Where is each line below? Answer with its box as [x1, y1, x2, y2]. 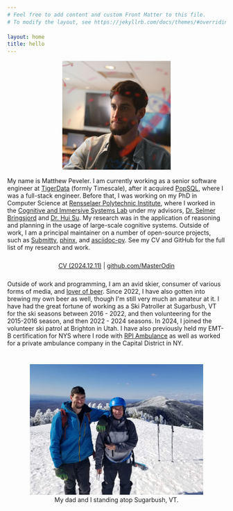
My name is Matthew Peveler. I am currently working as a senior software [7, 177, 217, 185]
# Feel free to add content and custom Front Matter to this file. [7, 11, 207, 18]
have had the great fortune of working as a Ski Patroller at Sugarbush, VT [7, 302, 217, 310]
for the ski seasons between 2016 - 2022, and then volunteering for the [7, 310, 212, 318]
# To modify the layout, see [7, 18, 92, 26]
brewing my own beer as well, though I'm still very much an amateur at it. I [7, 294, 220, 303]
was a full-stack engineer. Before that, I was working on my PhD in [7, 191, 198, 200]
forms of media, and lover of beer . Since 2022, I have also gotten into [7, 288, 206, 296]
